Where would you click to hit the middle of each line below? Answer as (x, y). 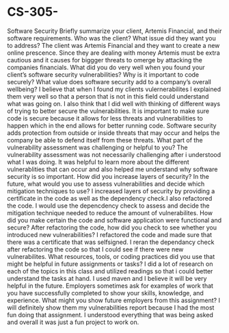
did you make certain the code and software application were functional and (114, 220)
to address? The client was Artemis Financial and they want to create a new (113, 45)
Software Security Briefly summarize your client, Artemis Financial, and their (114, 31)
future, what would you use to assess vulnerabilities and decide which (106, 184)
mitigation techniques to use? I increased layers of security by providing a (111, 191)
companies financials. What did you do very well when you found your (106, 67)
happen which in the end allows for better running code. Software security (112, 125)
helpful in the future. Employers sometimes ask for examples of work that (110, 286)
